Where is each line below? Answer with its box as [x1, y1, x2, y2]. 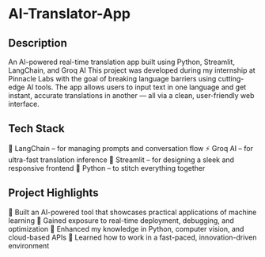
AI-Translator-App [8, 5, 131, 23]
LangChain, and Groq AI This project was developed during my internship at [8, 66, 256, 75]
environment [8, 240, 50, 250]
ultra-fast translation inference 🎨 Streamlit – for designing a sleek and [8, 155, 235, 164]
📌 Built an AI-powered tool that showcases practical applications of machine [8, 207, 257, 217]
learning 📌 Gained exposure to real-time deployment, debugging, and [8, 215, 235, 225]
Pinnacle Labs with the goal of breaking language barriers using [8, 74, 217, 83]
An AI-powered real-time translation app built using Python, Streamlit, [8, 57, 236, 66]
